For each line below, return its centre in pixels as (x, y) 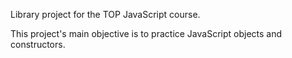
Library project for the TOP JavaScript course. (105, 14)
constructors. (38, 44)
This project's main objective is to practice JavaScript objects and (146, 33)
